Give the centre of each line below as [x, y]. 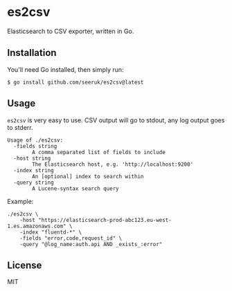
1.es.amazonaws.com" [37, 226]
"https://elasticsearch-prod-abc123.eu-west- [105, 220]
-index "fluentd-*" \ [51, 232]
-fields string [35, 146]
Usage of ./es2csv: [35, 140]
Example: [20, 201]
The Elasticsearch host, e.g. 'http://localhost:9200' [113, 164]
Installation [32, 53]
